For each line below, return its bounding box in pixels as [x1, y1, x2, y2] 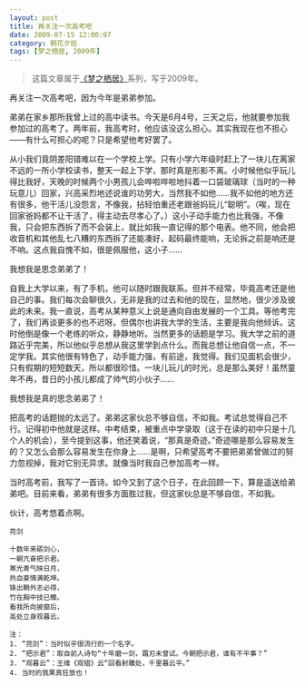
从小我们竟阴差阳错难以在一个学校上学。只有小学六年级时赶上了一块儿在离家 [9, 153, 296, 164]
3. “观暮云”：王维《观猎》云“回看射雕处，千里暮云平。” [9, 659, 191, 668]
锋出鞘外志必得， [9, 583, 64, 592]
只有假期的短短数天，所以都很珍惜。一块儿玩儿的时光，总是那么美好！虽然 [9, 362, 288, 373]
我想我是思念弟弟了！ [9, 264, 89, 275]
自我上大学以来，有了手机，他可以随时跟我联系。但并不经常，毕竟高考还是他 [9, 283, 296, 294]
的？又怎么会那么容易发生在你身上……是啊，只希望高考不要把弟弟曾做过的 [9, 446, 286, 457]
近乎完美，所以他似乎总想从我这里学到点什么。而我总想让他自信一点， [16, 339, 280, 350]
